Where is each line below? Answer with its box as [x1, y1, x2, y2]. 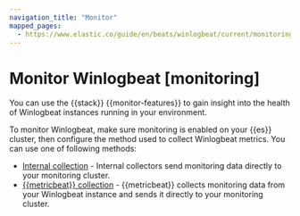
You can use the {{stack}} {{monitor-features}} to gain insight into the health [9, 97, 290, 108]
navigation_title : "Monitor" [9, 12, 118, 22]
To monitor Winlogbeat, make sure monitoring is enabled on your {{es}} [9, 124, 272, 135]
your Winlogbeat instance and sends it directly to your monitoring [21, 189, 263, 200]
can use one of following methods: [9, 144, 137, 154]
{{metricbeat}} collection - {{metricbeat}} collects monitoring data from [21, 179, 286, 190]
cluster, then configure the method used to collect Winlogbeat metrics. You [9, 134, 286, 145]
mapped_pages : [9, 21, 62, 30]
